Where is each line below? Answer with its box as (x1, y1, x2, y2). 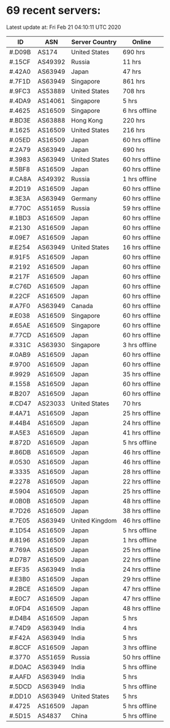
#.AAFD (9, 672, 31, 681)
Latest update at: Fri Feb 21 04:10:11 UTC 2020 (6, 23, 121, 31)
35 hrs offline (123, 370, 161, 378)
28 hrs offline (123, 467, 161, 476)
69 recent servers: (6, 4, 101, 17)
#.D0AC (9, 663, 32, 671)
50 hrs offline (123, 653, 161, 661)
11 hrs (123, 58, 142, 66)
